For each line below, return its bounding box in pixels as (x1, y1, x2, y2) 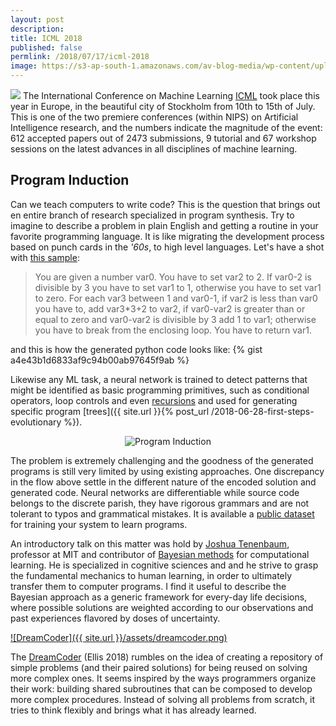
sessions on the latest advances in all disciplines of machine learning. (10, 143, 298, 155)
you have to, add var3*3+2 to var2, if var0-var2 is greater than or (34, 302, 306, 315)
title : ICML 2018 (10, 33, 83, 43)
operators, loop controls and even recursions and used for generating (10, 394, 298, 406)
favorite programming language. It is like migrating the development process (10, 230, 325, 242)
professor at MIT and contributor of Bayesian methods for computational (10, 548, 310, 560)
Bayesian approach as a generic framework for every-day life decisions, (10, 591, 308, 603)
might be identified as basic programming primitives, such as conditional (10, 384, 310, 396)
